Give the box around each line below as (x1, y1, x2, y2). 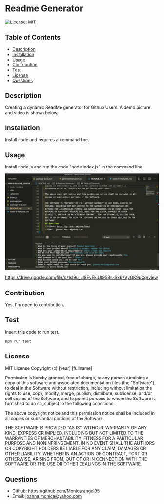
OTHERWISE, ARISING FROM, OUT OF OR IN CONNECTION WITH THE (5, 456, 147, 462)
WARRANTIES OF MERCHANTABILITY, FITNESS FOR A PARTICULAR (5, 435, 143, 441)
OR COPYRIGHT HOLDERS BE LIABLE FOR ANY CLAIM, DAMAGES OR (5, 445, 146, 451)
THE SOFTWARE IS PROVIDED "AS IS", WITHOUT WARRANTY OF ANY (5, 424, 147, 430)
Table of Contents (5, 33, 61, 42)
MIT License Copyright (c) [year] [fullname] (5, 365, 93, 371)
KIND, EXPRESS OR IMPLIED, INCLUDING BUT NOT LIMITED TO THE (5, 430, 143, 436)
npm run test (5, 339, 32, 344)
